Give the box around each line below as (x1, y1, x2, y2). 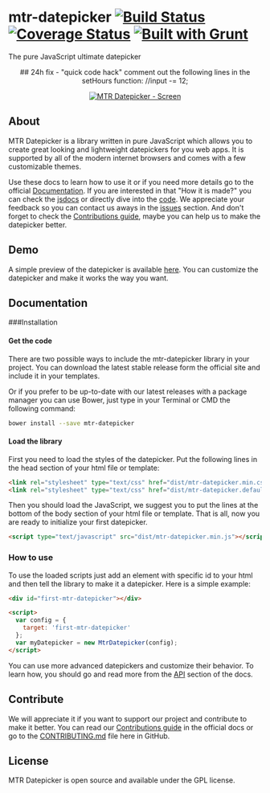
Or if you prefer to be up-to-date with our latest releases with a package (8, 386, 247, 396)
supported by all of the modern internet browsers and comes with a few (8, 153, 247, 162)
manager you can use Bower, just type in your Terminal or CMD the (8, 394, 231, 405)
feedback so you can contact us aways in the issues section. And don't (8, 202, 244, 212)
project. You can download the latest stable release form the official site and (8, 362, 261, 372)
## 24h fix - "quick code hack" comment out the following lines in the (19, 67, 251, 76)
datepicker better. (8, 219, 67, 229)
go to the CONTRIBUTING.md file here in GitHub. (8, 731, 170, 741)
